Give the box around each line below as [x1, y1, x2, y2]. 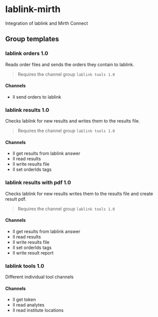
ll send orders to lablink [12, 94, 62, 100]
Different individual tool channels [5, 274, 74, 280]
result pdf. [5, 196, 27, 202]
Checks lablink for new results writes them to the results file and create [5, 191, 153, 197]
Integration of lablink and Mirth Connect [5, 20, 88, 26]
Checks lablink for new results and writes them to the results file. [5, 118, 140, 124]
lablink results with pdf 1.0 [5, 179, 72, 186]
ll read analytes [12, 302, 44, 308]
